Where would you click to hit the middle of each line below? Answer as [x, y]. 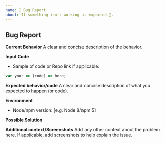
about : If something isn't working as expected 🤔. [59, 15]
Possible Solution [24, 120]
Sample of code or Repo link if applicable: [56, 66]
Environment [19, 101]
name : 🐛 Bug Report [26, 10]
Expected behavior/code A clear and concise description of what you [78, 86]
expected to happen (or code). [37, 91]
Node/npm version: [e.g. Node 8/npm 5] [54, 110]
